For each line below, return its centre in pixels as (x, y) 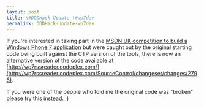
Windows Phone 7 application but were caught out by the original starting (99, 47)
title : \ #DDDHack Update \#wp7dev (51, 18)
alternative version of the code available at (60, 60)
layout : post (23, 12)
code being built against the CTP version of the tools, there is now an (93, 54)
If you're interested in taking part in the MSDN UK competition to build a (97, 41)
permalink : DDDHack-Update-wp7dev (51, 23)
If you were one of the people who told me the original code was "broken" (100, 92)
